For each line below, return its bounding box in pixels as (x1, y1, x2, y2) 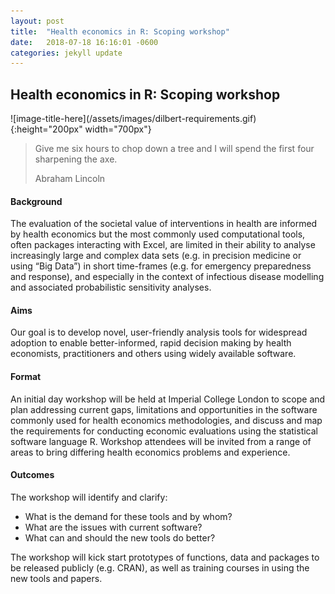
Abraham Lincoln (34, 173, 106, 185)
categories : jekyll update (10, 48, 123, 58)
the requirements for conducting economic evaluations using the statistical (10, 425, 319, 437)
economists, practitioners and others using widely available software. (10, 348, 297, 360)
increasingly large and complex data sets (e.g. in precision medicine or (10, 250, 302, 262)
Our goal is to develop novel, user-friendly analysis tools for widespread (10, 326, 308, 339)
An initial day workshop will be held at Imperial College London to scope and (10, 393, 326, 405)
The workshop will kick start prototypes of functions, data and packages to (10, 551, 320, 563)
